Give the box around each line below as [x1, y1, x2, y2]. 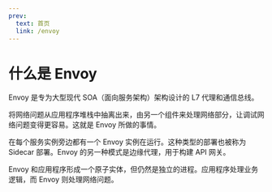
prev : [8, 11, 27, 20]
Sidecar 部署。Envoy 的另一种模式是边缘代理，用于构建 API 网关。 [8, 147, 231, 157]
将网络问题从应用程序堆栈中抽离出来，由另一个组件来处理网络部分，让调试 [8, 110, 257, 120]
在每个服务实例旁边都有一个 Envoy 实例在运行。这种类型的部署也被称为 [8, 137, 246, 147]
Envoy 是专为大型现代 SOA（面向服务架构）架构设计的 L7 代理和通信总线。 [8, 92, 259, 102]
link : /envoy [15, 27, 60, 35]
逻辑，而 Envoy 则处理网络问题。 [8, 175, 119, 185]
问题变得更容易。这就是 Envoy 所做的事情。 [15, 120, 161, 130]
